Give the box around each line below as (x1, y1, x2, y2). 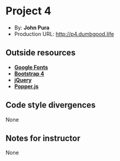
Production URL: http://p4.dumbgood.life (14, 30, 114, 37)
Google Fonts (14, 63, 48, 71)
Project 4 (5, 4, 52, 18)
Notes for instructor (5, 133, 81, 143)
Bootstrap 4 (14, 70, 45, 77)
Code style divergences (5, 100, 96, 110)
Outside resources (5, 48, 75, 58)
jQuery (14, 76, 32, 83)
